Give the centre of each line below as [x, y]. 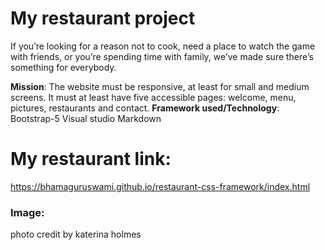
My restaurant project [103, 18]
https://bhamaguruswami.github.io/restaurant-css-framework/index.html [160, 186]
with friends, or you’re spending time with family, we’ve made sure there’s [162, 56]
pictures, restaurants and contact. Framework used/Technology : [145, 108]
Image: [27, 212]
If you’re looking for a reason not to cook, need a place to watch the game [163, 46]
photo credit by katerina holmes [76, 234]
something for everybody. [63, 67]
